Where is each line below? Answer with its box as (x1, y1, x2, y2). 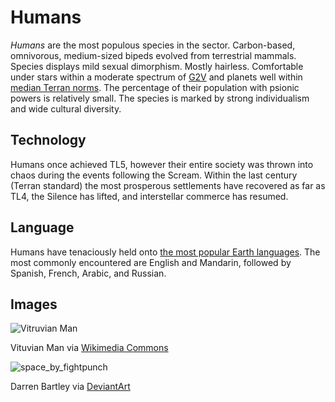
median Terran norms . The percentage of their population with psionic (10, 81, 300, 93)
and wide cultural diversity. (10, 102, 122, 115)
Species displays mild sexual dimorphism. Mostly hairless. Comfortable (10, 60, 304, 72)
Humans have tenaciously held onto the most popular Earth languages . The (10, 246, 321, 258)
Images (10, 296, 58, 313)
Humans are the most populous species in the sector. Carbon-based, (10, 39, 296, 51)
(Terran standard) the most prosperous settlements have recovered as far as (10, 179, 326, 191)
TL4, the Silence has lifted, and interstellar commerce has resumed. (10, 190, 289, 202)
